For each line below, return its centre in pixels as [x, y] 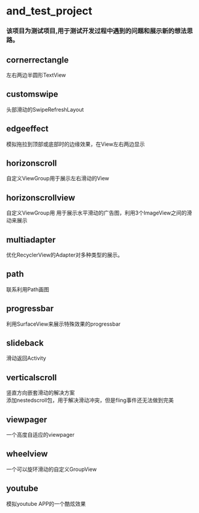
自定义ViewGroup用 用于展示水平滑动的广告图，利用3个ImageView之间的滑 [99, 213]
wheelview [27, 454]
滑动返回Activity [26, 358]
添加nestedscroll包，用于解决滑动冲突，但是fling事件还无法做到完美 [90, 400]
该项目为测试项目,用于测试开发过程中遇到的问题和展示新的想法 [96, 31]
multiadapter [31, 239]
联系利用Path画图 [28, 289]
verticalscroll [32, 378]
